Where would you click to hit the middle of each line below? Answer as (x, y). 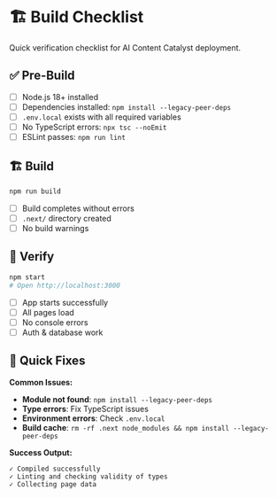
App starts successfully (65, 302)
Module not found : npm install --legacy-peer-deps (117, 399)
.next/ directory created (67, 218)
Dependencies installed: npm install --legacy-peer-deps (127, 106)
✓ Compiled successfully (55, 469)
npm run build (35, 191)
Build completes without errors (78, 208)
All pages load (48, 312)
